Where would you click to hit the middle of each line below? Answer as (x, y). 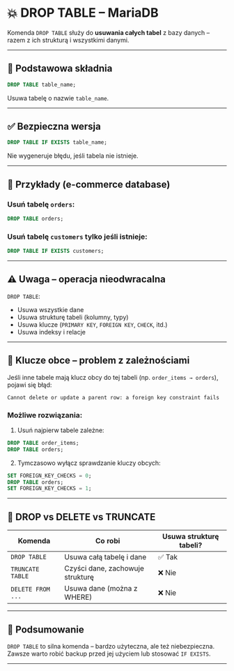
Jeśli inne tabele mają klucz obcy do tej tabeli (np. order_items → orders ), (113, 377)
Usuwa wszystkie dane (50, 309)
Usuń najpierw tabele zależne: (61, 430)
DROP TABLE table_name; (42, 84)
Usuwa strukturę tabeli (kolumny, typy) (73, 317)
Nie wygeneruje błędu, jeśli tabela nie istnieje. (73, 156)
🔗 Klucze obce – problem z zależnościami (99, 361)
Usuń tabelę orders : (41, 204)
